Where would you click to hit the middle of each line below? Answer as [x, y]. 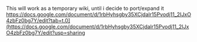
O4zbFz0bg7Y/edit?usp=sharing [46, 33]
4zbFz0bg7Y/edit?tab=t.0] [38, 20]
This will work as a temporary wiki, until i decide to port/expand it [85, 8]
